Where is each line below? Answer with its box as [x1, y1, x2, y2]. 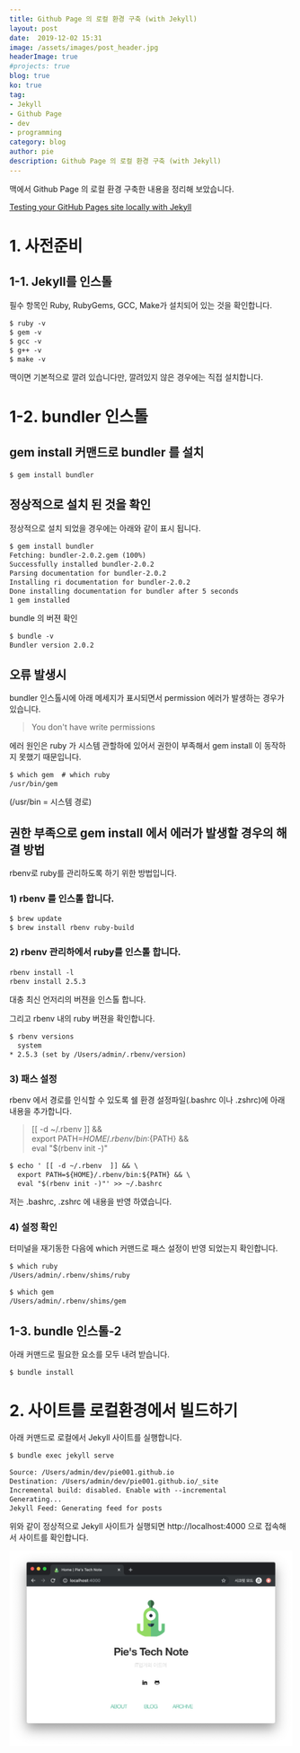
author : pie [9, 147, 54, 156]
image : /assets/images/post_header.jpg [9, 43, 159, 52]
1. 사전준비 [9, 235, 84, 256]
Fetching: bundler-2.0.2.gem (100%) [9, 551, 146, 560]
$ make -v [9, 355, 47, 364]
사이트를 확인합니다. [18, 1532, 89, 1543]
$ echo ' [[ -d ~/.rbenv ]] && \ [9, 1162, 139, 1171]
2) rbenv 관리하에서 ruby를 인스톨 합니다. [9, 946, 181, 959]
